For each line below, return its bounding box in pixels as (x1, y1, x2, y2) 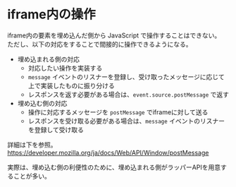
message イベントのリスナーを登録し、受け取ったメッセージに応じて (27, 72, 225, 81)
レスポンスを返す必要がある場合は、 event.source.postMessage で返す (27, 90, 230, 99)
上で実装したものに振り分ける (27, 81, 115, 90)
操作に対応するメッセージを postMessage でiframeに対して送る (27, 107, 209, 116)
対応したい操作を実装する (27, 64, 103, 72)
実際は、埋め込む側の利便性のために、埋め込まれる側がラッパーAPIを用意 (7, 163, 221, 171)
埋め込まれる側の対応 (17, 54, 80, 64)
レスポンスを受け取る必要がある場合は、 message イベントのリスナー (27, 116, 225, 125)
